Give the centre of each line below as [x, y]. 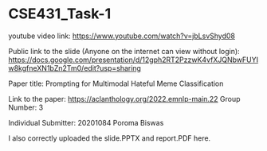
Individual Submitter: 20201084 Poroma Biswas [86, 122]
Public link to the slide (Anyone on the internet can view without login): [124, 51]
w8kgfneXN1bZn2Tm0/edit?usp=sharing [75, 68]
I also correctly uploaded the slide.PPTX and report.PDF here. [110, 138]
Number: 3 [26, 107]
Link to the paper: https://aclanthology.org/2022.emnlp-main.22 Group [124, 99]
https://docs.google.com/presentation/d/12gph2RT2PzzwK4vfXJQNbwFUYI [133, 60]
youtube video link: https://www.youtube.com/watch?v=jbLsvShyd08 [122, 36]
